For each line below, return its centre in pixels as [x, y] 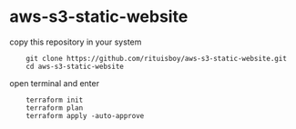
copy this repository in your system [76, 42]
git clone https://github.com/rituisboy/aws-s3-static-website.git [156, 58]
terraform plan [55, 108]
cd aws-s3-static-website [75, 66]
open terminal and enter [55, 83]
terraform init [55, 100]
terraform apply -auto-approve [85, 115]
